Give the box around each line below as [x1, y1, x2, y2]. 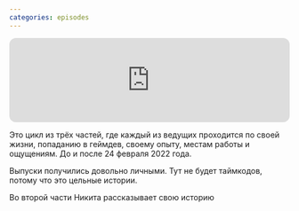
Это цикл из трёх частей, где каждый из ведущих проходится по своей [9, 129, 280, 140]
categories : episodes [9, 12, 90, 22]
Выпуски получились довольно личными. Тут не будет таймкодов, [9, 165, 263, 176]
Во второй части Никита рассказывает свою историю [9, 191, 215, 202]
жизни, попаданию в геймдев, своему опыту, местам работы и [9, 138, 251, 149]
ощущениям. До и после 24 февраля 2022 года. [9, 148, 192, 159]
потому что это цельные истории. [9, 175, 138, 185]
